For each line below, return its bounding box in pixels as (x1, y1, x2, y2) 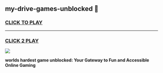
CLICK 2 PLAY (5, 37, 39, 44)
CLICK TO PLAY (5, 19, 43, 26)
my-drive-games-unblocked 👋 (5, 5, 98, 13)
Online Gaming (5, 62, 36, 68)
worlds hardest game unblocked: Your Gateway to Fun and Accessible (5, 57, 149, 63)
